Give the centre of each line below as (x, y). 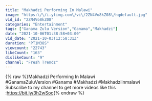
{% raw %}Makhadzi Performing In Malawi (50, 77)
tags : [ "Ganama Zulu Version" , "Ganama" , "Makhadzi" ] (61, 29)
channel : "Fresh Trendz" (32, 62)
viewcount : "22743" (26, 48)
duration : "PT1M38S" (27, 43)
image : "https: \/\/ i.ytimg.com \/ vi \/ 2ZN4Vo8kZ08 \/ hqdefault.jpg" (76, 15)
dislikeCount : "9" (25, 57)
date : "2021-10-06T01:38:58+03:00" (43, 34)
